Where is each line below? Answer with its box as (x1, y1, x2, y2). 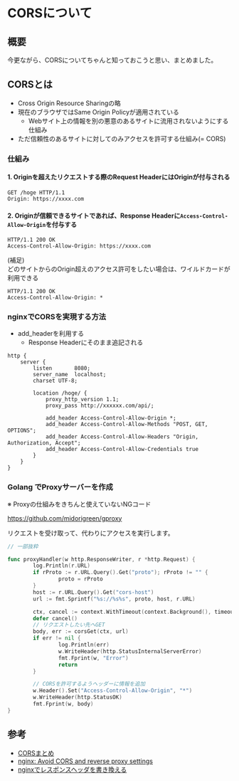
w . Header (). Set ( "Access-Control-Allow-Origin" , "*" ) (33, 687, 193, 694)
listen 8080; (33, 365, 91, 372)
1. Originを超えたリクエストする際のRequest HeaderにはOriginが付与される (7, 173, 230, 181)
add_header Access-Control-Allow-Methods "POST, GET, (45, 421, 208, 428)
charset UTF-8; (33, 377, 78, 385)
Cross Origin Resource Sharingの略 (17, 99, 121, 107)
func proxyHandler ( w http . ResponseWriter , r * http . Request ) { (7, 556, 196, 563)
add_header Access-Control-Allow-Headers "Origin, (45, 433, 199, 440)
